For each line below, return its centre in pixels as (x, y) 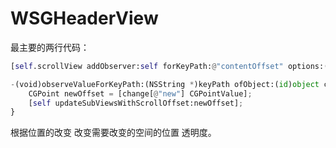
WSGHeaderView (84, 18)
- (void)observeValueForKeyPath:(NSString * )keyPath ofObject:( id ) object (165, 84)
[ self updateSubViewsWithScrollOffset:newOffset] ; (136, 103)
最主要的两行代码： (50, 47)
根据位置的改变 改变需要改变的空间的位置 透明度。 (113, 133)
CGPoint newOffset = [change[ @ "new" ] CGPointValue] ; (140, 93)
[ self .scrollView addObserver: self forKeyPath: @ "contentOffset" (147, 66)
